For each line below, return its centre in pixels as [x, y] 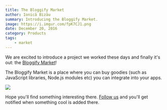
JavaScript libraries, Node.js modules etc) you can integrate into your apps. [84, 77]
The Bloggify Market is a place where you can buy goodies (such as [76, 72]
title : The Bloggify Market [35, 10]
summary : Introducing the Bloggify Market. [52, 19]
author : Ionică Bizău [28, 15]
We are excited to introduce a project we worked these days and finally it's [83, 57]
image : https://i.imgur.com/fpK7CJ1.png [48, 24]
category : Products [26, 33]
